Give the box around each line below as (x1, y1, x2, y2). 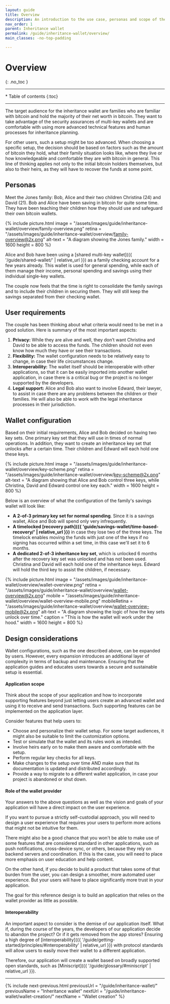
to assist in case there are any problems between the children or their (12, 391, 158, 397)
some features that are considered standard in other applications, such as (5, 840, 159, 846)
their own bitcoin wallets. (5, 210, 57, 216)
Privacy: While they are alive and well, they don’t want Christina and (12, 337, 155, 343)
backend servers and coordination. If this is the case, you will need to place (5, 851, 163, 857)
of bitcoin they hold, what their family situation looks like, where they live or (5, 150, 162, 156)
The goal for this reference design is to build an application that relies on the (5, 892, 164, 898)
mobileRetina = (101, 598, 133, 604)
